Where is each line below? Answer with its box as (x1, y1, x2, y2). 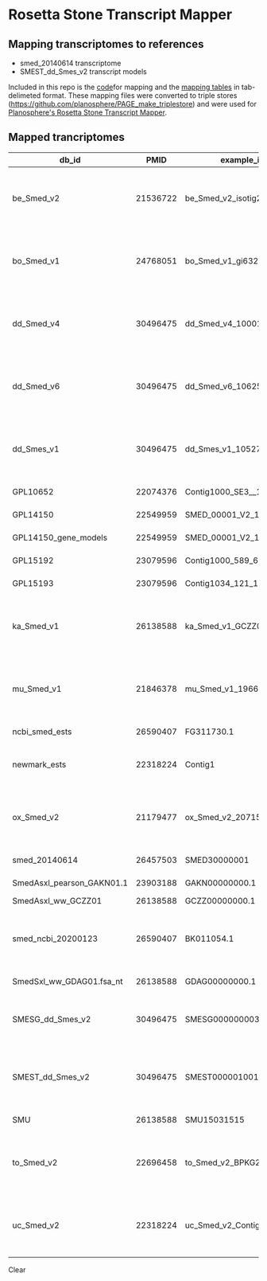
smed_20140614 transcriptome (19, 58, 122, 68)
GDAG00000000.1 (184, 975, 257, 986)
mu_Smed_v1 (12, 683, 62, 694)
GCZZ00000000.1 (184, 895, 256, 906)
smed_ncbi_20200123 (12, 933, 98, 944)
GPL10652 (12, 486, 54, 497)
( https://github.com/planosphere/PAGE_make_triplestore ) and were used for (8, 100, 257, 108)
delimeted (8, 91, 41, 100)
